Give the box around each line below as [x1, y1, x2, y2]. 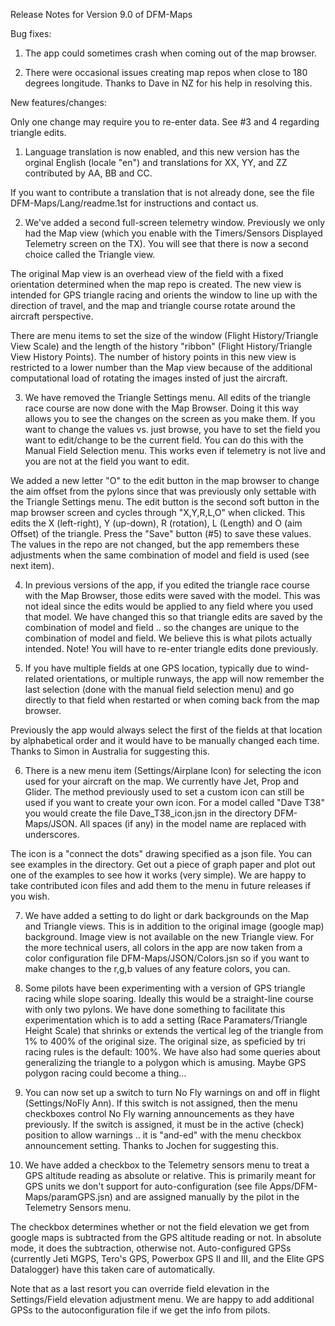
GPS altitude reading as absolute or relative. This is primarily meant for [24, 1170, 317, 1181]
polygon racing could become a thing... [24, 1067, 187, 1079]
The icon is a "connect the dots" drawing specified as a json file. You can [10, 848, 312, 859]
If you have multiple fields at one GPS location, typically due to [24, 662, 283, 674]
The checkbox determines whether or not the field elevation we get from [10, 1221, 310, 1233]
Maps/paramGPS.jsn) [24, 1191, 113, 1203]
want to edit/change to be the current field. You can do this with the [24, 434, 304, 446]
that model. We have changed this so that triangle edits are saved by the [24, 611, 323, 623]
